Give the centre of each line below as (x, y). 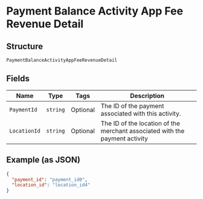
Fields (18, 79)
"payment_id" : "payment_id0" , (50, 180)
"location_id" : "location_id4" (51, 185)
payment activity (124, 139)
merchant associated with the (143, 131)
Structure (25, 46)
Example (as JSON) (43, 160)
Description (147, 96)
